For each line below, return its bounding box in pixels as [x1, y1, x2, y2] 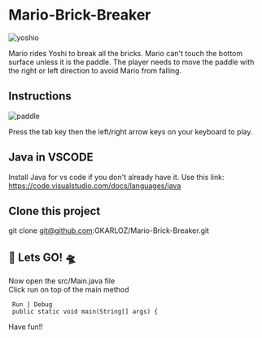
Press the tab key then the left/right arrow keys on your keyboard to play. [8, 126, 253, 136]
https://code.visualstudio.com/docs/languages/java [8, 181, 181, 191]
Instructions [8, 90, 72, 103]
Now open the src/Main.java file [8, 276, 116, 286]
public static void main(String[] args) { [11, 308, 159, 316]
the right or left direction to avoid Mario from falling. [8, 65, 181, 75]
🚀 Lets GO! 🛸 [8, 250, 76, 264]
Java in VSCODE [8, 151, 94, 165]
